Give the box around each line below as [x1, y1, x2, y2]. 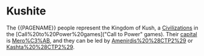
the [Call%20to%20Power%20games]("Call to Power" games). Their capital [6, 30, 197, 37]
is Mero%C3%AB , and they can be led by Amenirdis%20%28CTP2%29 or [6, 37, 193, 44]
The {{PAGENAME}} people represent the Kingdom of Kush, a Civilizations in [6, 24, 199, 31]
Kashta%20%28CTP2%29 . [6, 43, 75, 51]
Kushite [6, 4, 46, 18]
